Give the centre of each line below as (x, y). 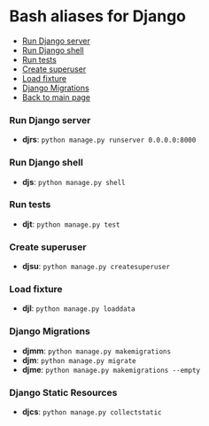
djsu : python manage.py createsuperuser (96, 267)
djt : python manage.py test (71, 224)
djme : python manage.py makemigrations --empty (111, 369)
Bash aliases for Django (97, 16)
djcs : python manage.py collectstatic (92, 412)
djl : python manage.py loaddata (78, 308)
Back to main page (56, 97)
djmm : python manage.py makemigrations (96, 351)
